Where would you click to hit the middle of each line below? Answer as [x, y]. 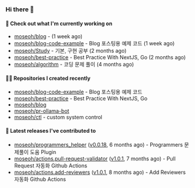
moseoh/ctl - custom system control [58, 117]
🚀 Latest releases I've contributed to [51, 130]
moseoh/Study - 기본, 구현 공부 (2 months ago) [70, 51]
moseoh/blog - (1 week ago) [48, 36]
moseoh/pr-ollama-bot [42, 111]
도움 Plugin [43, 152]
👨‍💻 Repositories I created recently [48, 78]
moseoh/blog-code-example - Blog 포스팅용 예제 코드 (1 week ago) [94, 43]
